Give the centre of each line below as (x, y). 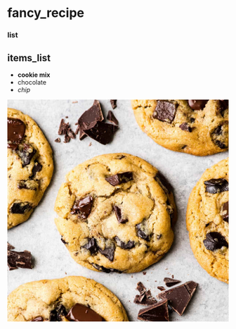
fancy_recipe (46, 13)
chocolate (32, 82)
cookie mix (34, 75)
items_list (29, 58)
